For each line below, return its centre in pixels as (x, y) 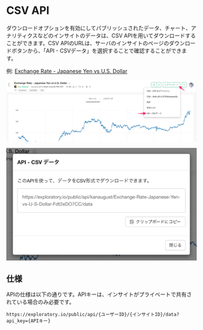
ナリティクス (22, 35)
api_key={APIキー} (28, 321)
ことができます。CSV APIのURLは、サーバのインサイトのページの (88, 43)
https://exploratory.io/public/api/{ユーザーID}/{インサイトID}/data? (93, 315)
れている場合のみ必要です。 (40, 302)
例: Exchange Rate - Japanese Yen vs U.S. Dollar (67, 71)
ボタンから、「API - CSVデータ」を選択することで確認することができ (97, 50)
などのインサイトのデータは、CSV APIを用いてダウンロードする (117, 35)
